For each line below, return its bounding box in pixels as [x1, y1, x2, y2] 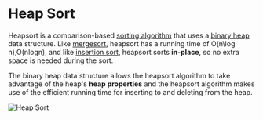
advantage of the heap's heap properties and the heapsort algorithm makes [8, 79, 255, 89]
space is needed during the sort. [8, 56, 114, 65]
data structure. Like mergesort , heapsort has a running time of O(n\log [8, 38, 236, 48]
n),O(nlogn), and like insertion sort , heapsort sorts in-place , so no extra [8, 47, 239, 56]
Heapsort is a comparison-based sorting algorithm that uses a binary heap [8, 31, 250, 40]
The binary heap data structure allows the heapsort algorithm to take [8, 71, 231, 80]
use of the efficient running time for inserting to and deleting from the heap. [8, 87, 253, 96]
